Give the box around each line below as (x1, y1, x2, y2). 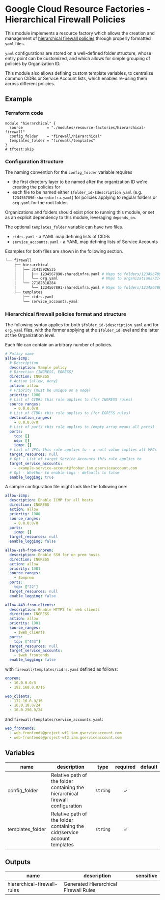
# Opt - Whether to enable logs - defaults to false (9, 470, 120, 475)
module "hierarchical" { (5, 121, 56, 126)
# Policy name (5, 351, 34, 356)
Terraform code (5, 110, 43, 117)
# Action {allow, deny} (9, 379, 58, 384)
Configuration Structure (5, 158, 64, 165)
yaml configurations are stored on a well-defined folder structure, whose (5, 50, 151, 56)
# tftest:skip (5, 147, 34, 152)
